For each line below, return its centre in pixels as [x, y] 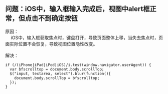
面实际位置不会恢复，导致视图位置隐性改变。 [51, 43]
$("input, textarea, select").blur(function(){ [60, 73]
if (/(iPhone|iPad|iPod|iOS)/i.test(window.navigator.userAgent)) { [78, 65]
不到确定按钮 [58, 18]
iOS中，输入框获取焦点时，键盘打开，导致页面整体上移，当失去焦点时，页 [87, 37]
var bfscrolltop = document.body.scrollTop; [57, 69]
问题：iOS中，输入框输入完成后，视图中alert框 [77, 9]
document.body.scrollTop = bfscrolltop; [57, 78]
